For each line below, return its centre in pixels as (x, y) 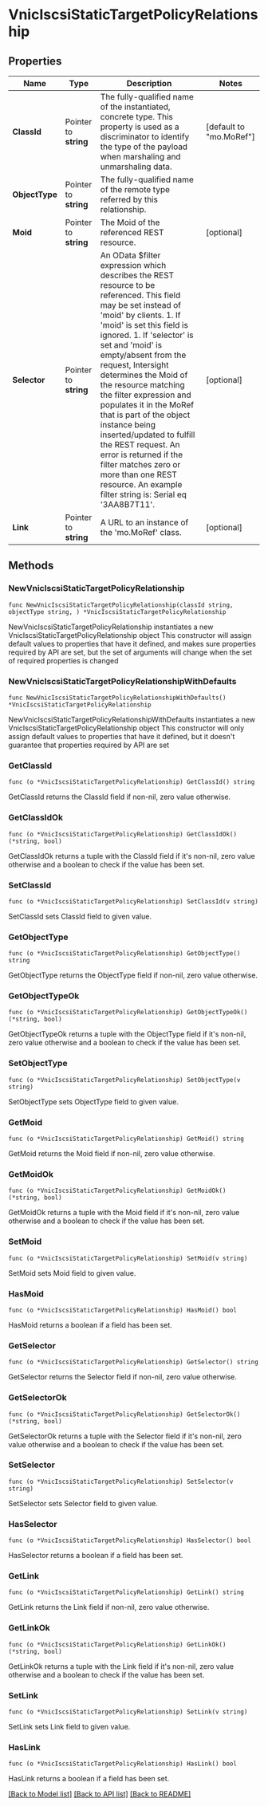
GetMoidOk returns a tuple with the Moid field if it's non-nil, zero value (124, 1213)
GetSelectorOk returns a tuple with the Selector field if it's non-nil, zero (125, 1436)
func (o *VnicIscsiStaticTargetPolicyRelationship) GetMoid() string (126, 1139)
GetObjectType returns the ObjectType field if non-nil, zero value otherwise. (133, 975)
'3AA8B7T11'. (128, 504)
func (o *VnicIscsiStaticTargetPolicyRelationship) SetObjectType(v (124, 1080)
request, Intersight (134, 365)
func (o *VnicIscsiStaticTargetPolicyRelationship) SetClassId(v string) (134, 901)
